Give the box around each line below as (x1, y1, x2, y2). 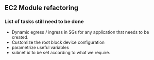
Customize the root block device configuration (11, 39, 105, 45)
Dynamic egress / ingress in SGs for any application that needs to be (11, 29, 149, 35)
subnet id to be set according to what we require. (11, 49, 110, 55)
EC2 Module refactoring (4, 4, 79, 12)
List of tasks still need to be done (4, 18, 84, 25)
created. (11, 34, 29, 40)
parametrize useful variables (11, 44, 69, 50)
